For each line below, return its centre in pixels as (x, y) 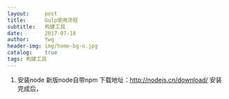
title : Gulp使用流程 (43, 20)
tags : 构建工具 (27, 59)
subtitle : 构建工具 (37, 26)
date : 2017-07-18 (42, 33)
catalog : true (32, 53)
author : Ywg (31, 40)
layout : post (32, 14)
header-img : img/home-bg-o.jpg (53, 46)
